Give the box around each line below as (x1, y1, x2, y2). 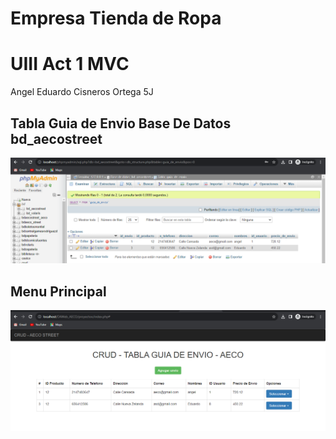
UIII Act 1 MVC (10, 53, 130, 76)
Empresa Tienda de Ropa (10, 7, 222, 30)
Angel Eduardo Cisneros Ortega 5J (10, 86, 154, 98)
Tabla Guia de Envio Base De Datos (10, 115, 232, 132)
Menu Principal (10, 283, 107, 300)
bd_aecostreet (10, 130, 103, 147)
